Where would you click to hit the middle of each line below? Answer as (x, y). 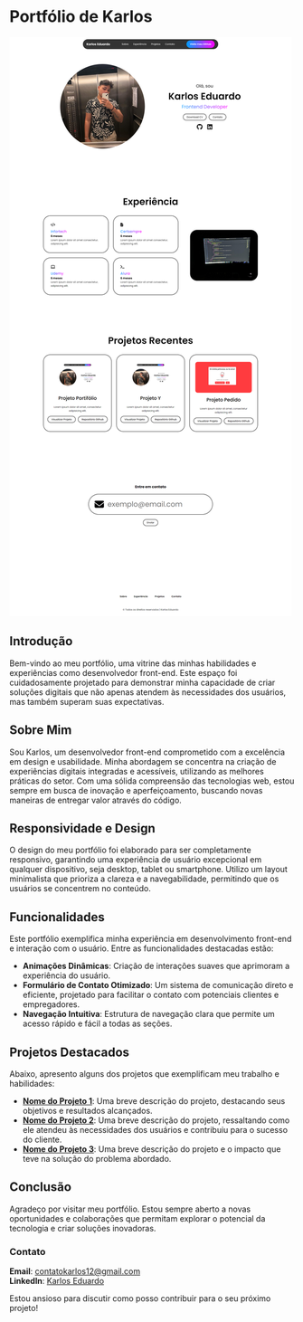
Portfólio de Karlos (81, 17)
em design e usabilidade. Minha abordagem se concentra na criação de (143, 761)
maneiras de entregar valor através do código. (96, 800)
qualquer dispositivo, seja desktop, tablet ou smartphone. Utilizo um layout (148, 870)
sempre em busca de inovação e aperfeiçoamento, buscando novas (136, 790)
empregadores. (51, 1004)
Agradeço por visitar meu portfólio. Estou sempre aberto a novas (130, 1209)
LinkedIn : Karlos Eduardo (57, 1281)
